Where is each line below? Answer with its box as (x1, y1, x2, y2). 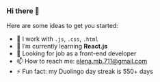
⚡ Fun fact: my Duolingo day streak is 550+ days (16, 68, 153, 76)
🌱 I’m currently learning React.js (16, 42, 108, 51)
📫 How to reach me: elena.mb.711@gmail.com (16, 57, 148, 66)
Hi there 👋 (6, 6, 40, 16)
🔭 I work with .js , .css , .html (16, 35, 98, 43)
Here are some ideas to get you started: (6, 22, 119, 30)
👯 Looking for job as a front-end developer (16, 49, 137, 57)
